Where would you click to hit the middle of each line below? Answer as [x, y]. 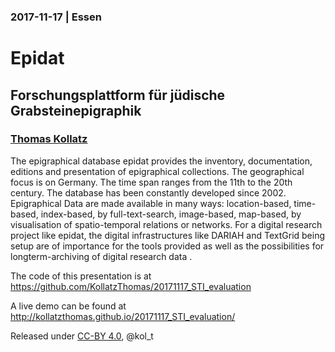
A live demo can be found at [68, 306]
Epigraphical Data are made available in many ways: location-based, [151, 203]
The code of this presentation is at [81, 276]
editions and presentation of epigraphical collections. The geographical [157, 171]
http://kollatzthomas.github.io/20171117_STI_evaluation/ [123, 316]
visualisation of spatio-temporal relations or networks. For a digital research [166, 224]
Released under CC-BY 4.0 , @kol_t [82, 336]
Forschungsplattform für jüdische [118, 95]
